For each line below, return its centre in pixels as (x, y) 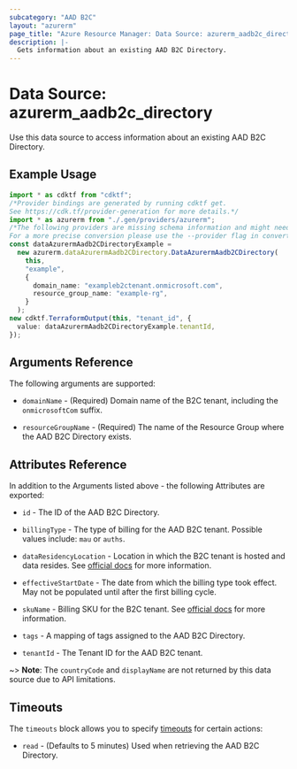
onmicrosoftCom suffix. (62, 410)
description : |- (39, 42)
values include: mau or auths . (73, 539)
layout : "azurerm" (43, 26)
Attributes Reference (68, 464)
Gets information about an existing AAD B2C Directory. (122, 50)
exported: (27, 496)
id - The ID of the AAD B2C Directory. (91, 512)
